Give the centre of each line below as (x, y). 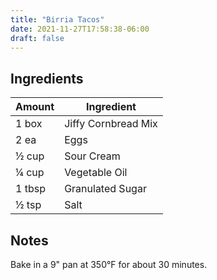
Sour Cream (92, 156)
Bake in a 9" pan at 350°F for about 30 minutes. (109, 264)
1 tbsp (30, 189)
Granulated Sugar (105, 189)
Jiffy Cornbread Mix (111, 124)
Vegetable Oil (96, 173)
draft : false (37, 38)
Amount (35, 107)
